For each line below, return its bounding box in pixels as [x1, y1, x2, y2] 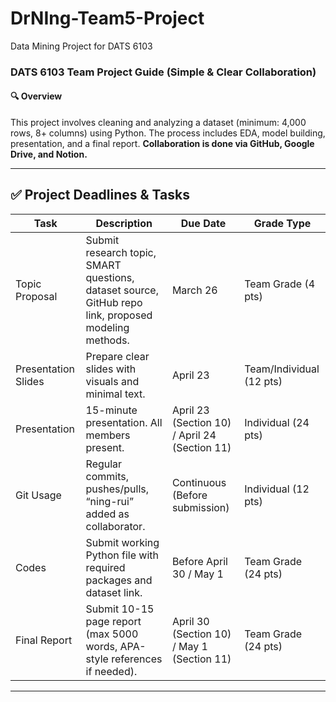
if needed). [85, 664, 138, 678]
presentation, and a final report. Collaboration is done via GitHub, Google [10, 138, 315, 150]
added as [85, 507, 130, 521]
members [85, 428, 131, 442]
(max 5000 [85, 627, 139, 641]
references [111, 652, 163, 666]
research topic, [85, 245, 157, 259]
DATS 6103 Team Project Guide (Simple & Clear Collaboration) [10, 65, 317, 79]
